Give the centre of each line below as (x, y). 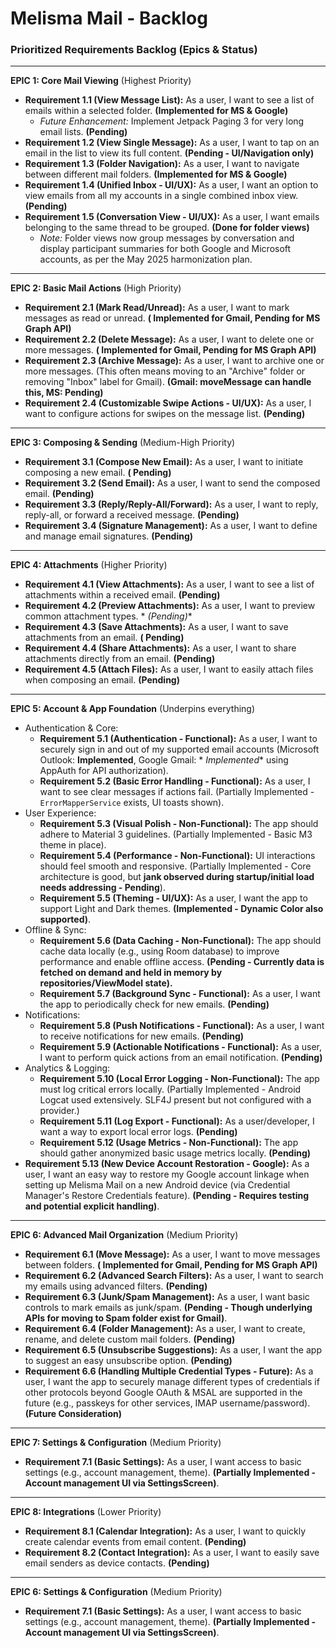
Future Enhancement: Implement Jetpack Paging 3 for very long (172, 121)
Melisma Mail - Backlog (109, 18)
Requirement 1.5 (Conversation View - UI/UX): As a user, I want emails (172, 217)
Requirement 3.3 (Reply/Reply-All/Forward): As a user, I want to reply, (171, 504)
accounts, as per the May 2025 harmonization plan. (146, 259)
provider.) (59, 1111)
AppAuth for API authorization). (104, 771)
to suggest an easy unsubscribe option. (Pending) (128, 1361)
